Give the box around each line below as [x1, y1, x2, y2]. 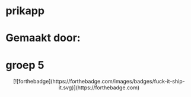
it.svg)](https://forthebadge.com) [58, 84, 140, 91]
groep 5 [5, 58, 44, 72]
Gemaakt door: [5, 31, 81, 45]
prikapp [5, 4, 45, 18]
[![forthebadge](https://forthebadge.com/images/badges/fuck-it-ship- [13, 78, 185, 85]
